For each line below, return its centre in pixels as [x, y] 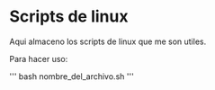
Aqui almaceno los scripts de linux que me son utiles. [108, 41]
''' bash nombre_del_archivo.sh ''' [72, 76]
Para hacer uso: [39, 58]
